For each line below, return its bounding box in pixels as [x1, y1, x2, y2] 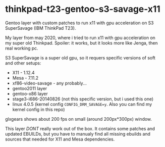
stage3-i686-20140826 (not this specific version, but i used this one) [12, 96, 154, 102]
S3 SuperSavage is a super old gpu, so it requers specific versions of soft [5, 54, 156, 60]
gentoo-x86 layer [12, 91, 48, 97]
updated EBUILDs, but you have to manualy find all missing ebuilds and [5, 131, 151, 137]
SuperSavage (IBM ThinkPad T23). [5, 25, 76, 31]
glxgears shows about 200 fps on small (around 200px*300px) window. [5, 116, 152, 122]
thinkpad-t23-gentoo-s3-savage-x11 [5, 3, 161, 15]
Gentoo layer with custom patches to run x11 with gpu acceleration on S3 [5, 20, 154, 26]
